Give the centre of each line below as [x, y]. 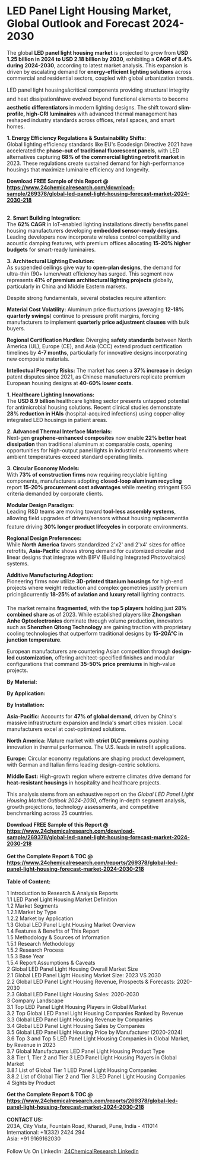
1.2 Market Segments [33, 905]
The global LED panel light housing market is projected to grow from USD [98, 52]
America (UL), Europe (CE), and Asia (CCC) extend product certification [95, 346]
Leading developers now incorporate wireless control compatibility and [93, 237]
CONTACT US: [25, 1120]
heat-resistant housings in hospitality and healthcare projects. [84, 782]
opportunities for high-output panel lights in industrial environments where [98, 450]
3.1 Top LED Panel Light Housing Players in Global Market [77, 1006]
